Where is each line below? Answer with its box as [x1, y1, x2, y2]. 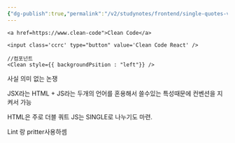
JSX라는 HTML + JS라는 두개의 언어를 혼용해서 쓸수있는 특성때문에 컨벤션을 [7, 89, 215, 98]
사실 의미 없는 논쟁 [7, 74, 58, 82]
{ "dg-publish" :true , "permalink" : [7, 10, 105, 17]
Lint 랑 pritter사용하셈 [7, 127, 68, 136]
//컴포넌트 [7, 55, 34, 62]
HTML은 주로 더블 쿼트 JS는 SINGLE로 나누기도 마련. [7, 112, 152, 121]
